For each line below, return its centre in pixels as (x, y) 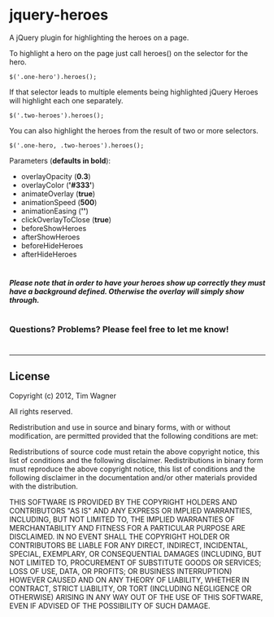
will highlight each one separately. (67, 100)
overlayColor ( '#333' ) (58, 185)
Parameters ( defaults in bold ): (60, 160)
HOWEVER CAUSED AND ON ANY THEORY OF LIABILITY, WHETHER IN (130, 580)
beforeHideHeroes (52, 245)
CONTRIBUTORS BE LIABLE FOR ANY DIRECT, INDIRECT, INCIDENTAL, (129, 545)
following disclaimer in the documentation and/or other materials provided (133, 478)
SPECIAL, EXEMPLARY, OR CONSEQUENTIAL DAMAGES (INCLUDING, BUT (136, 554)
